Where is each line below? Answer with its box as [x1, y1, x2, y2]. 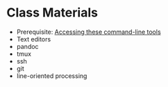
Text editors [16, 35, 51, 43]
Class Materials [6, 5, 99, 21]
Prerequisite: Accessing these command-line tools [16, 28, 161, 36]
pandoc [16, 42, 39, 50]
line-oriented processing [16, 71, 87, 80]
